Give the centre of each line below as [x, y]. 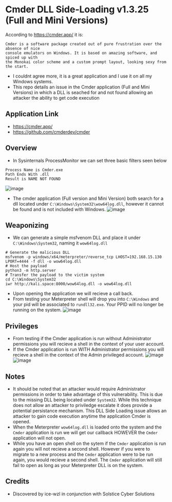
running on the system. [37, 310]
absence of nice [23, 48]
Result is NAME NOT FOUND [33, 179]
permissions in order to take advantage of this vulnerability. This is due [88, 394]
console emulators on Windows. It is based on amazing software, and [81, 53]
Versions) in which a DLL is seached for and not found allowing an [83, 92]
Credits [17, 481]
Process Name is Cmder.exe [34, 170]
